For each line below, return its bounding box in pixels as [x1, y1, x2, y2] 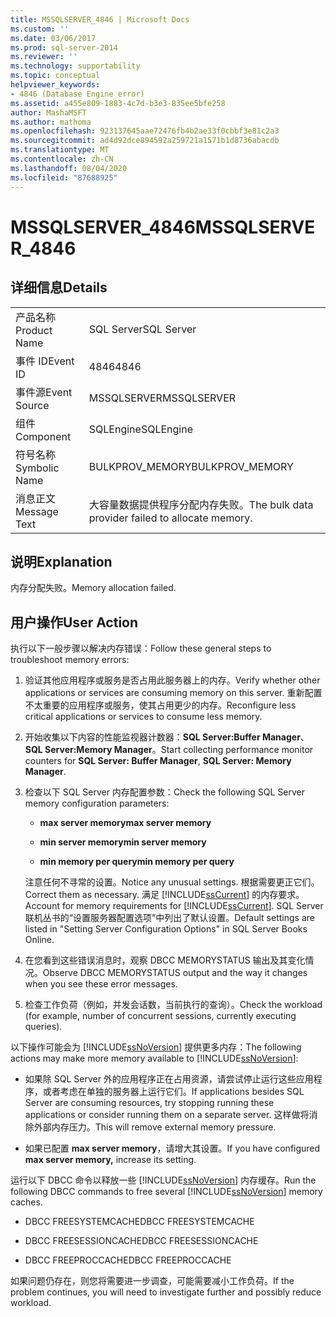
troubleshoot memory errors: [10, 654, 130, 666]
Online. [24, 934, 55, 946]
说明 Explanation [10, 553, 113, 570]
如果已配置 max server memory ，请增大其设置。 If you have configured [24, 1142, 321, 1155]
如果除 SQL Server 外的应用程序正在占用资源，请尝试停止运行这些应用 [24, 1073, 314, 1085]
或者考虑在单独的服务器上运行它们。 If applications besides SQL [42, 1086, 305, 1098]
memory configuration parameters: [24, 797, 170, 810]
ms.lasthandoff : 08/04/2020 [10, 163, 128, 173]
